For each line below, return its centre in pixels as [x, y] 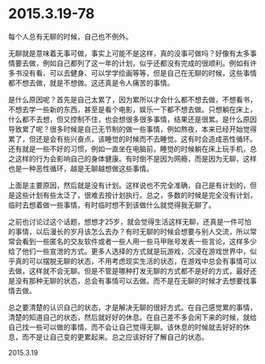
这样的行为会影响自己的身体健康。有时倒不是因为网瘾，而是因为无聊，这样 [136, 158]
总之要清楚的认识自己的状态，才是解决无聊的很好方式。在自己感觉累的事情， [132, 307]
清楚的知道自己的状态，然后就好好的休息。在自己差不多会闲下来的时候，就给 [132, 317]
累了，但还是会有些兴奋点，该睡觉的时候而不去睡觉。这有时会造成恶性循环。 [132, 139]
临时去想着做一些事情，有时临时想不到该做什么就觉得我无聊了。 [112, 205]
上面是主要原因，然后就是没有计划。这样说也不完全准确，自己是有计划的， [129, 185]
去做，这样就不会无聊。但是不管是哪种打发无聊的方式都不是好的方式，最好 [129, 271]
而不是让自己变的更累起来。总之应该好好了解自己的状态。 [115, 336]
